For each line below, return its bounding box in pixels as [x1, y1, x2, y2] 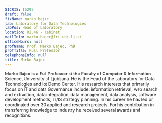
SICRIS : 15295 [5, 7, 34, 12]
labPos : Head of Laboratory [5, 25, 63, 30]
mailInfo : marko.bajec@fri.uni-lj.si [5, 35, 82, 40]
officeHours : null [5, 39, 43, 44]
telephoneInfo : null [5, 52, 47, 58]
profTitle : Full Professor [5, 48, 60, 53]
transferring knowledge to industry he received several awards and [5, 107, 141, 113]
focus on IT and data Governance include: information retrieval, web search [5, 86, 158, 92]
